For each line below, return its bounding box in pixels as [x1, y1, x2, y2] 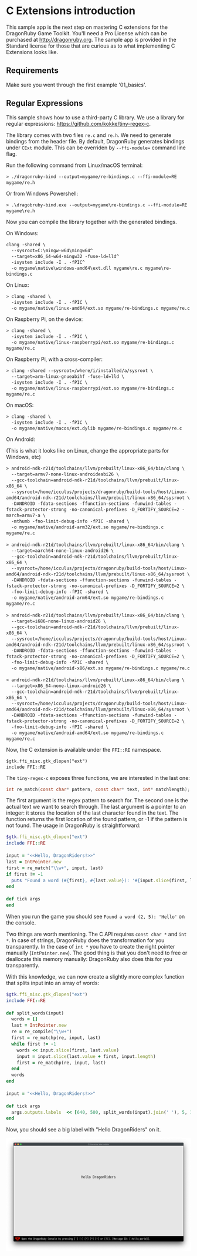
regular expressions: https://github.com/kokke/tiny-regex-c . [6, 120, 151, 127]
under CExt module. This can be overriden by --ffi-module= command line [6, 144, 186, 151]
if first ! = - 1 [6, 871, 43, 877]
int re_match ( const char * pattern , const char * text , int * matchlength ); [6, 786, 191, 792]
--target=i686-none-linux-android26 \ [11, 618, 107, 624]
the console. [6, 919, 36, 926]
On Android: [6, 436, 35, 443]
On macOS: [6, 401, 34, 408]
